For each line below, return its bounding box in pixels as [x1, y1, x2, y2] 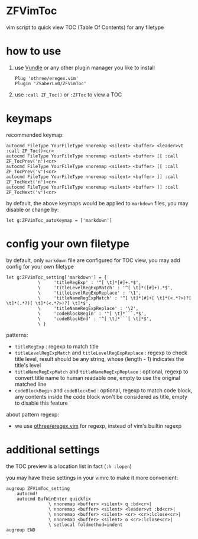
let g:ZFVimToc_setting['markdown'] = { [6, 274, 108, 280]
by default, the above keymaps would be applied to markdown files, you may [6, 199, 189, 206]
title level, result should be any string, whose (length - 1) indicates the [14, 355, 184, 362]
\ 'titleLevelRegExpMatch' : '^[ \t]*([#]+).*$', [37, 285, 173, 291]
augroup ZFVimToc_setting [6, 485, 70, 492]
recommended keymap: [6, 131, 64, 138]
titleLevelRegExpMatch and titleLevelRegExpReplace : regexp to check [14, 349, 187, 356]
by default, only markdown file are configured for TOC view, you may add [6, 256, 180, 264]
